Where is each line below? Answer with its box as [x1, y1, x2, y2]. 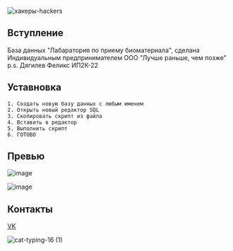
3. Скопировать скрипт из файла [7, 112, 102, 119]
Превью [7, 151, 45, 163]
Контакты [7, 203, 53, 215]
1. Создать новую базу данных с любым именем [7, 100, 143, 107]
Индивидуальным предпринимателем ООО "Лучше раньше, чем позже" [7, 53, 227, 62]
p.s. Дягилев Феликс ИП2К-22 [7, 61, 99, 69]
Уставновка [7, 81, 61, 93]
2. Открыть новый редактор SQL [7, 106, 100, 113]
